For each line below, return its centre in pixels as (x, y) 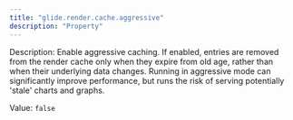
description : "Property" (56, 26)
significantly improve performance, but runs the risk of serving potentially (147, 80)
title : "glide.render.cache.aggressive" (87, 18)
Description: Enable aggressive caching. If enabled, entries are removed (144, 51)
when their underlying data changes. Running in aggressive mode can (140, 71)
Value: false (33, 107)
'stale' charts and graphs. (57, 90)
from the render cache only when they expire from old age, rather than (142, 61)
